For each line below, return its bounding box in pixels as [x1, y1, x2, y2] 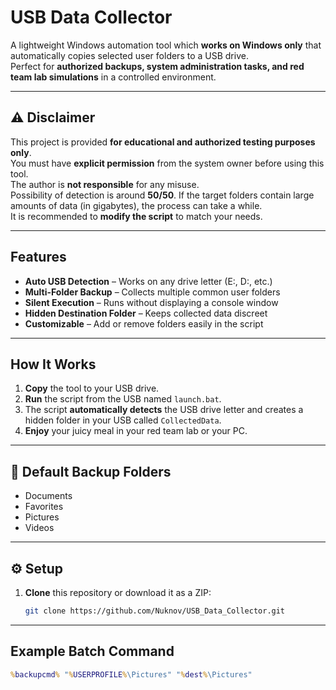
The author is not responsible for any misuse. [10, 178, 200, 190]
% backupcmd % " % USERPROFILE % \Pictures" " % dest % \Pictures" [10, 669, 253, 680]
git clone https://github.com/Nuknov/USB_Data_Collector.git [24, 606, 286, 616]
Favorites [24, 501, 64, 513]
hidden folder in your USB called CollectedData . [24, 414, 222, 426]
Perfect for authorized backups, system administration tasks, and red [10, 60, 305, 72]
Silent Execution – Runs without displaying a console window [24, 296, 279, 308]
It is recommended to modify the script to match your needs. [10, 210, 263, 222]
